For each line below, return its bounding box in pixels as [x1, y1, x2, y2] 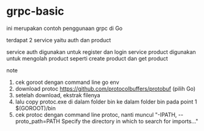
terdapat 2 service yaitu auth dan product [6, 36, 111, 43]
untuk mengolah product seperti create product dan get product [6, 54, 168, 62]
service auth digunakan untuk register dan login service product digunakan [6, 48, 196, 56]
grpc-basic [6, 4, 64, 18]
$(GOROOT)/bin [15, 104, 56, 111]
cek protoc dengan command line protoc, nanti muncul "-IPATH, [15, 111, 177, 118]
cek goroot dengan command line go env [15, 78, 119, 86]
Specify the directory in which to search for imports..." [61, 118, 198, 125]
